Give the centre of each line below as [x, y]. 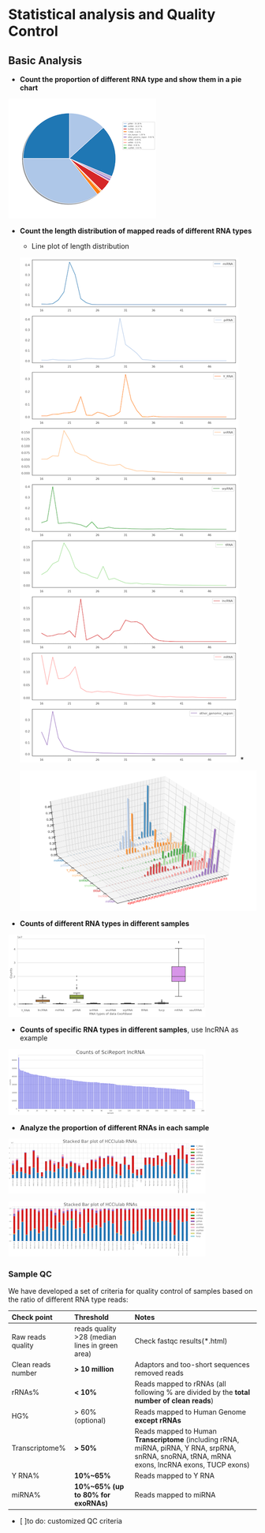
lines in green [96, 1345]
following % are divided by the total [192, 1392]
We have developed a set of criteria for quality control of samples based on [131, 1291]
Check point [32, 1317]
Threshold [91, 1317]
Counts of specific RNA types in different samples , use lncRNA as [129, 1029]
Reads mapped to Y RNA [175, 1475]
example [34, 1038]
